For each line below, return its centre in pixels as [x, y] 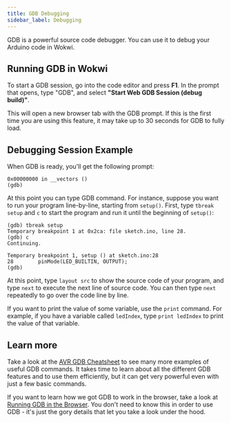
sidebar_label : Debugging [44, 20]
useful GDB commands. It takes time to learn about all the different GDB [109, 369]
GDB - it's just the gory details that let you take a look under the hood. [106, 411]
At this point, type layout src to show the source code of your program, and [115, 281]
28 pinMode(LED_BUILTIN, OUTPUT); [68, 262]
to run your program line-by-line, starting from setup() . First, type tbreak [111, 205]
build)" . [18, 100]
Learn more [32, 345]
